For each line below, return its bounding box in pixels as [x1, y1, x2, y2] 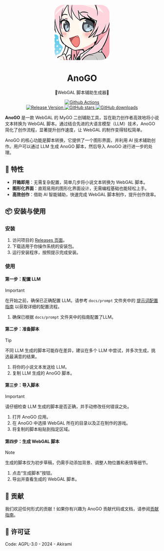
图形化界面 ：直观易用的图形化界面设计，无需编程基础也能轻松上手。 [12, 185, 149, 191]
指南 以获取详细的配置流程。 [5, 303, 62, 309]
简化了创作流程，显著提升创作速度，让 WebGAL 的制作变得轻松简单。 [5, 126, 145, 132]
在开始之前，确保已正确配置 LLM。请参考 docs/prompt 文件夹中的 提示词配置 [5, 297, 158, 303]
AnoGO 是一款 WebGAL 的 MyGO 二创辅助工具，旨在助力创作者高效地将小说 [5, 114, 160, 120]
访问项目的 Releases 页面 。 [12, 237, 67, 243]
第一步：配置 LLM [5, 276, 41, 282]
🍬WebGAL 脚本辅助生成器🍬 [55, 89, 109, 95]
